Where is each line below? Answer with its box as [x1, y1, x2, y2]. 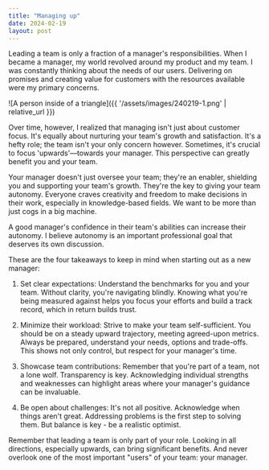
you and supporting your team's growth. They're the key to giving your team [8, 181, 261, 191]
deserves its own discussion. [8, 239, 104, 249]
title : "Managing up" [8, 11, 81, 20]
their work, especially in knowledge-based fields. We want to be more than [8, 198, 257, 208]
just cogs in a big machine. [8, 207, 98, 216]
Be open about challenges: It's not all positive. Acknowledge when [19, 403, 240, 413]
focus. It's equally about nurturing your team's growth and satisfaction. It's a [8, 131, 262, 141]
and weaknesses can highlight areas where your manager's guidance [19, 379, 251, 389]
